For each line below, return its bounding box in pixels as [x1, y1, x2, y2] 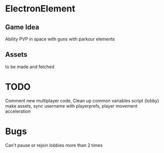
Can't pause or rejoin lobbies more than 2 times [5, 142, 103, 148]
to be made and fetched [5, 63, 55, 70]
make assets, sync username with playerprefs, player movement [5, 103, 138, 109]
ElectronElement [5, 3, 76, 14]
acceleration [5, 108, 31, 114]
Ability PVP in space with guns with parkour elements [5, 36, 115, 42]
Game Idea [5, 23, 39, 31]
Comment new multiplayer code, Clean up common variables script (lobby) [5, 98, 160, 104]
